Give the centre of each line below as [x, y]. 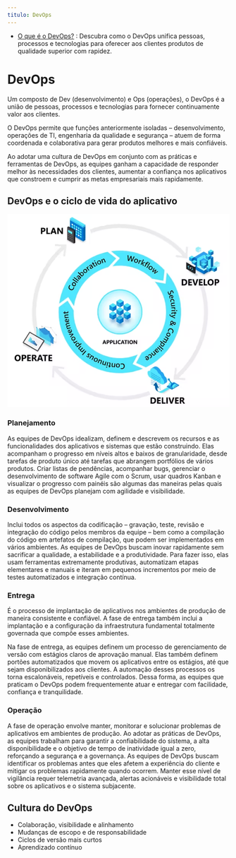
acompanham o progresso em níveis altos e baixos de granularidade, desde [117, 453]
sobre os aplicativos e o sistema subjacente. [72, 786]
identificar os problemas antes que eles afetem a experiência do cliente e [114, 763]
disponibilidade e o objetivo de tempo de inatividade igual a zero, [102, 748]
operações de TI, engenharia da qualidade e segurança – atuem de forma [114, 135]
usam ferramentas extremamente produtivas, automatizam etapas [103, 562]
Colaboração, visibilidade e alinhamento [75, 825]
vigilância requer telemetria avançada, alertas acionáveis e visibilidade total [117, 778]
